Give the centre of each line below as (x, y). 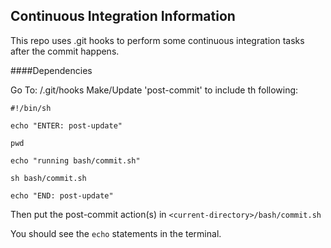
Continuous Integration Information (123, 16)
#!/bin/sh (31, 108)
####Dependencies (51, 70)
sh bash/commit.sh (48, 178)
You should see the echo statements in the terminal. (116, 233)
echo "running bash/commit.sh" (75, 160)
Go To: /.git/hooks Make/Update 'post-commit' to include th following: (154, 90)
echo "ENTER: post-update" (66, 125)
